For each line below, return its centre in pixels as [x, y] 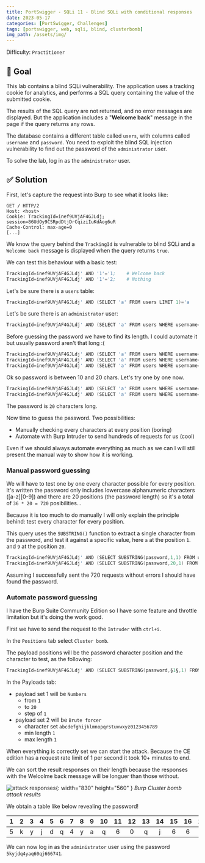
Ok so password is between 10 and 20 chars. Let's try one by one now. [95, 377]
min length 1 [40, 733]
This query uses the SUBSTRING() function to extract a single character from [101, 533]
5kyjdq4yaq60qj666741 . [34, 853]
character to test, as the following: [49, 659]
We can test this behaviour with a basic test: [62, 262]
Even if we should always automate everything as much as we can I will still [101, 448]
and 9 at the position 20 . [36, 546]
